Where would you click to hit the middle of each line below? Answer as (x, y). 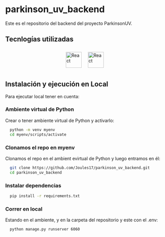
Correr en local (24, 209)
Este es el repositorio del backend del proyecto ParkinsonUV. (69, 23)
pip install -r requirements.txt (45, 196)
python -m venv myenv (33, 130)
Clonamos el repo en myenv (40, 147)
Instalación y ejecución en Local (57, 84)
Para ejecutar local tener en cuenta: (42, 96)
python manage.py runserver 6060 (45, 229)
